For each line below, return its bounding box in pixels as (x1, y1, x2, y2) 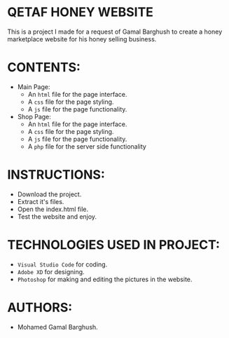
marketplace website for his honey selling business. (7, 34, 157, 43)
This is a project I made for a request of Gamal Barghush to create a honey (7, 27, 223, 36)
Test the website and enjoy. (17, 212, 97, 221)
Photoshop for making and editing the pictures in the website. (17, 275, 193, 283)
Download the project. (17, 190, 82, 198)
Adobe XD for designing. (17, 267, 85, 276)
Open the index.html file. (17, 205, 89, 213)
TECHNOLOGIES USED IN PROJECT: (7, 237, 221, 252)
